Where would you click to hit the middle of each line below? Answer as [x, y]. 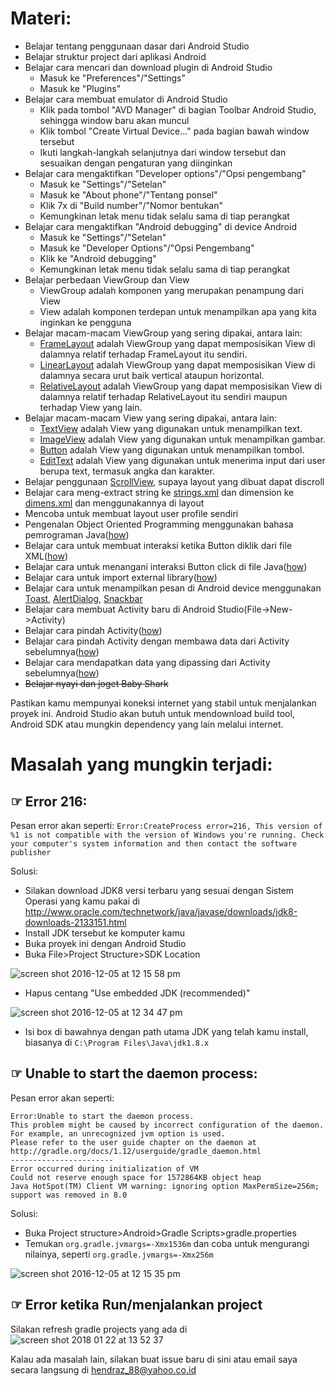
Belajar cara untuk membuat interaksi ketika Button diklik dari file [158, 545]
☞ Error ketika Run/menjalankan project [136, 1305]
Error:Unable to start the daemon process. [102, 1116]
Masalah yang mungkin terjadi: [141, 764]
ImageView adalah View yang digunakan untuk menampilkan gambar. [182, 439]
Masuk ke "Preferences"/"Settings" [113, 78]
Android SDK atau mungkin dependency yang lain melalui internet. [147, 724]
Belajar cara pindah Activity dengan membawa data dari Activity [157, 641]
